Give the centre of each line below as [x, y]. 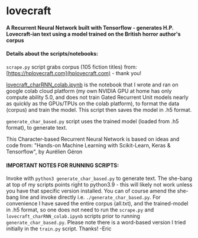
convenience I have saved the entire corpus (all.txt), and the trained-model [97, 204]
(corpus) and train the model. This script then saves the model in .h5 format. [99, 110]
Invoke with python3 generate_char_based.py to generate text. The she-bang [99, 178]
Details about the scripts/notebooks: [52, 54]
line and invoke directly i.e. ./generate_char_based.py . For [90, 197]
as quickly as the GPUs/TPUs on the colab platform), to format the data [93, 103]
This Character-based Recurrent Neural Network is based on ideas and [93, 139]
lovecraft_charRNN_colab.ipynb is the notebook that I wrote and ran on [92, 85]
